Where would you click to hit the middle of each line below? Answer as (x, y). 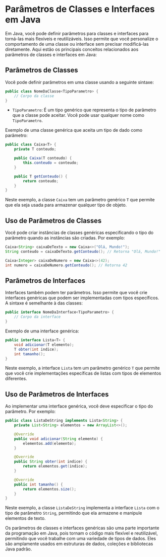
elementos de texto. (26, 518)
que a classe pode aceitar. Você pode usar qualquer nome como (78, 115)
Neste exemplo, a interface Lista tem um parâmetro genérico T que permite (83, 368)
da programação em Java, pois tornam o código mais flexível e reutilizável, (82, 533)
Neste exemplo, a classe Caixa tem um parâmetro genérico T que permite (80, 200)
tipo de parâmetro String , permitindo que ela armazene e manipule (74, 513)
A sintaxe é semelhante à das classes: (44, 303)
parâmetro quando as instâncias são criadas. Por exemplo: (65, 238)
